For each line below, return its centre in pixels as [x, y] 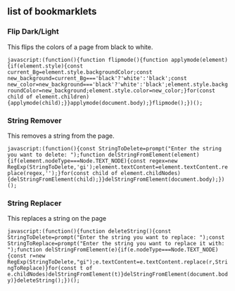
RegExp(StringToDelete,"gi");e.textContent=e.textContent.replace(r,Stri [118, 262]
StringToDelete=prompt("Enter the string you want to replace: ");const [116, 238]
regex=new [163, 161]
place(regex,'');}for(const [49, 173]
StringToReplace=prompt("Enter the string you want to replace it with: [116, 244]
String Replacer [34, 203]
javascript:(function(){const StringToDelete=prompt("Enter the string [114, 148]
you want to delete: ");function [56, 155]
